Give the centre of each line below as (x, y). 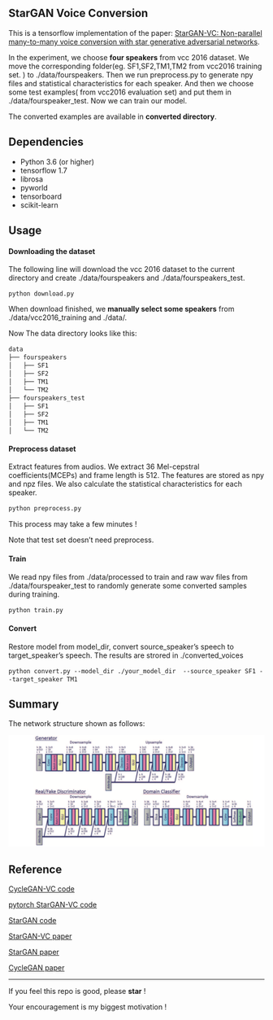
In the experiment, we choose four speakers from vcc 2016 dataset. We (129, 57)
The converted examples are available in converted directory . (113, 116)
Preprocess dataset (42, 449)
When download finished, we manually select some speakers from (121, 309)
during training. (34, 594)
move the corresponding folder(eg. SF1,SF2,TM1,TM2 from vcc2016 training (135, 66)
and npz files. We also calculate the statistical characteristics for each (125, 484)
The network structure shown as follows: (77, 724)
